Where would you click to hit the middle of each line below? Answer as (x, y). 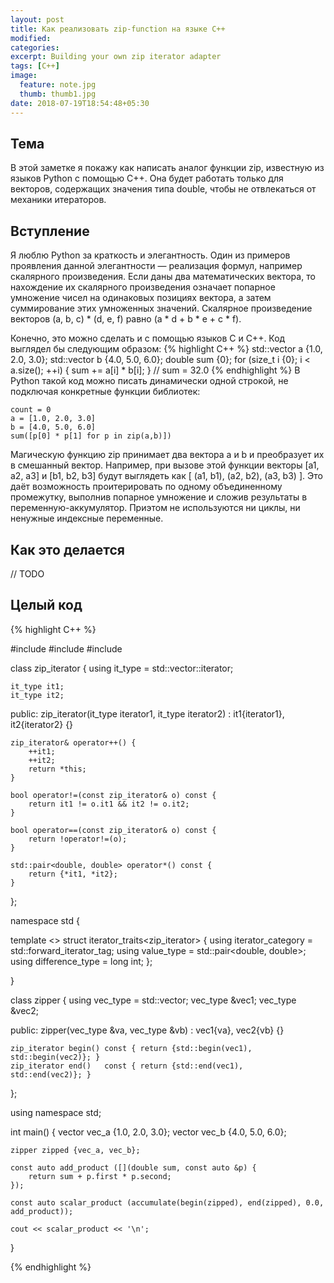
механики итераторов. (58, 200)
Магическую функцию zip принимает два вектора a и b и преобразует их (167, 455)
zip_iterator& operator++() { (73, 742)
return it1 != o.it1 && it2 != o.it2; (109, 804)
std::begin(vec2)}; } (55, 1057)
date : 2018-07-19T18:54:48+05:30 (80, 103)
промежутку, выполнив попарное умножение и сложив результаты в (159, 497)
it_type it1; (37, 686)
